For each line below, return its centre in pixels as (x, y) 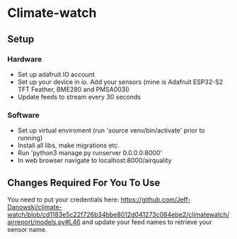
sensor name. (27, 229)
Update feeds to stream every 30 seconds (79, 97)
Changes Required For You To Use (84, 182)
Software (24, 115)
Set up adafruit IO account (56, 74)
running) (30, 138)
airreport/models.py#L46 (44, 222)
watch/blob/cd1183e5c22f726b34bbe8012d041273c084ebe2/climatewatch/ (118, 214)
